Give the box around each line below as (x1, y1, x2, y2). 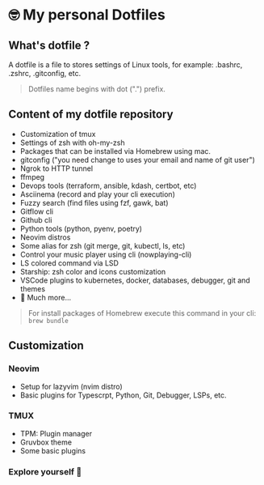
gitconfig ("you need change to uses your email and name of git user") (19, 155, 256, 164)
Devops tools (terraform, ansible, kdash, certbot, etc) (19, 181, 197, 190)
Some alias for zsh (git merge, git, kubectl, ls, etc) (19, 240, 186, 250)
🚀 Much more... (19, 292, 72, 302)
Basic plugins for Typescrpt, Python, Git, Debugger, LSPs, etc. (19, 390, 228, 400)
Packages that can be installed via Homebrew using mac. (19, 146, 212, 155)
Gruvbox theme (19, 437, 73, 447)
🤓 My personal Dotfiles (8, 6, 166, 24)
